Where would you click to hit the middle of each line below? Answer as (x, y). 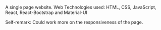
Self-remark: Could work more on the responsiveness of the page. (74, 22)
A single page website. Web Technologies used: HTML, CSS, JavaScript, (81, 7)
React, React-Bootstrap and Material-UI (46, 12)
